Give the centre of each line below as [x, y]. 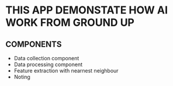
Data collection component [46, 58]
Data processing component [48, 64]
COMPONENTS [34, 44]
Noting [22, 77]
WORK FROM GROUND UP [70, 23]
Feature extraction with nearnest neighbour [66, 70]
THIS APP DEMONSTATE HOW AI [86, 10]
